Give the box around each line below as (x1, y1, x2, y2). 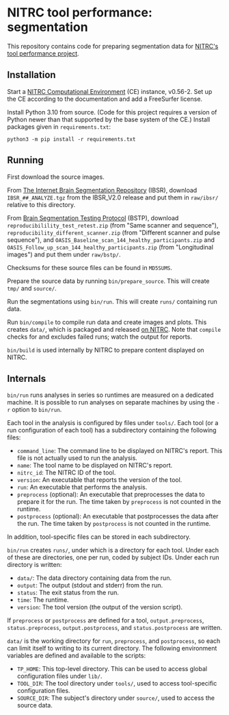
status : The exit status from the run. (16, 588, 120, 597)
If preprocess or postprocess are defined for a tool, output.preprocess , (7, 616, 204, 625)
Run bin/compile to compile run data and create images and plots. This (7, 317, 207, 326)
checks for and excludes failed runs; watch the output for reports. (7, 332, 193, 341)
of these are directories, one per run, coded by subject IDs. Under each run (7, 553, 219, 561)
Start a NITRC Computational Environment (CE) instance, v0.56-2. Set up (7, 87, 213, 95)
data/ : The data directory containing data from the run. (16, 574, 172, 582)
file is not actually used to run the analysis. (16, 454, 138, 462)
